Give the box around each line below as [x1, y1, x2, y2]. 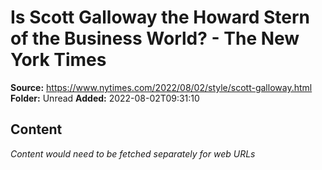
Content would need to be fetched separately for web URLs [10, 147, 256, 160]
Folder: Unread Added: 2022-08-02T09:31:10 [10, 92, 200, 104]
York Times [10, 49, 107, 71]
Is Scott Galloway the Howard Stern [10, 6, 311, 29]
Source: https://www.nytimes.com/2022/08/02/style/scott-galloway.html [10, 81, 313, 93]
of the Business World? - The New [10, 27, 300, 50]
